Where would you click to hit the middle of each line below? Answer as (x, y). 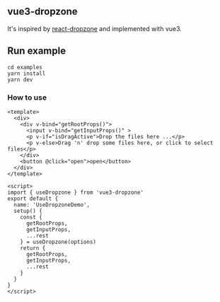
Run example (36, 51)
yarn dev (20, 80)
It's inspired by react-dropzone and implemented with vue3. (95, 28)
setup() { (28, 211)
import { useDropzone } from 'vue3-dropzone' (75, 192)
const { (31, 217)
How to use (27, 97)
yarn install (27, 74)
